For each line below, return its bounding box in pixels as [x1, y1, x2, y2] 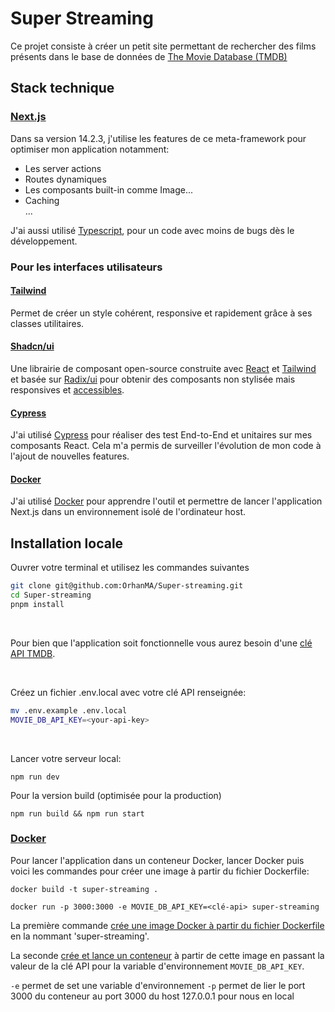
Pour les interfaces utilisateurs [10, 260, 163, 274]
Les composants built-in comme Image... [24, 183, 194, 196]
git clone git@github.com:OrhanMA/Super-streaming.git [10, 581, 244, 591]
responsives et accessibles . [10, 383, 125, 396]
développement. [10, 235, 78, 247]
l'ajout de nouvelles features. [10, 450, 130, 462]
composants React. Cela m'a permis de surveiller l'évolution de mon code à [10, 440, 322, 452]
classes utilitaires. [10, 317, 85, 329]
